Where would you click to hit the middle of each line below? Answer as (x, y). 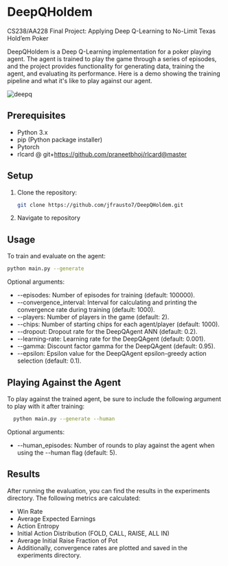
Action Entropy (38, 525)
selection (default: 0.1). (49, 361)
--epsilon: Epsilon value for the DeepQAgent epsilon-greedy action (112, 354)
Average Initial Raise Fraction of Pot (67, 541)
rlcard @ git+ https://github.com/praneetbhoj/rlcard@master (102, 154)
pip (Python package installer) (60, 139)
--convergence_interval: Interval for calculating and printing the (107, 302)
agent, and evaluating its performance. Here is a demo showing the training (114, 73)
